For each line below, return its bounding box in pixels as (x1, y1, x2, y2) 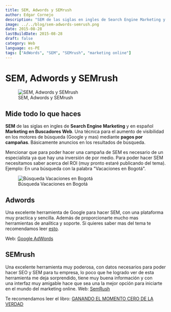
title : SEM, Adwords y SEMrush (5, 7, 72, 13)
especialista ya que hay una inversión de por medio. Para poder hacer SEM (5, 154, 163, 161)
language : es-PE (5, 46, 40, 51)
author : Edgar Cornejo (5, 12, 54, 17)
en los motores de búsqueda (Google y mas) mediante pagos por (5, 134, 143, 140)
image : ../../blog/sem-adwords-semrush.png (5, 21, 100, 27)
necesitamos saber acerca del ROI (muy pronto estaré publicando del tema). (5, 160, 166, 166)
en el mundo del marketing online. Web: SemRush (5, 285, 110, 292)
